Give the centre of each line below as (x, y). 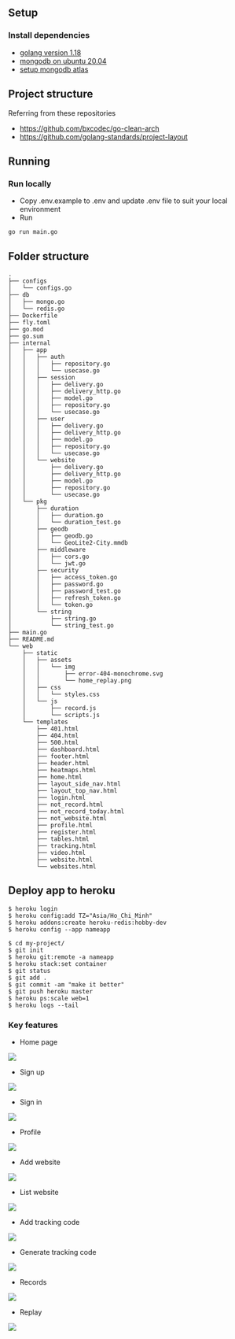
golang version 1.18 (50, 52)
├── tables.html (63, 839)
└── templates (45, 722)
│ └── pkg (28, 501)
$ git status (29, 971)
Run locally (30, 183)
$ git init (26, 950)
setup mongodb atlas (54, 69)
